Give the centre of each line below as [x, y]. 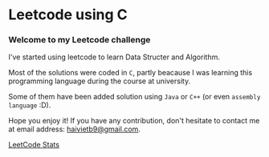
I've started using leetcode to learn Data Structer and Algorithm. [114, 57]
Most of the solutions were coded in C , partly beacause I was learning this [130, 73]
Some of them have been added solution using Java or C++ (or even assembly [134, 97]
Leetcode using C [68, 15]
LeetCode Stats [34, 145]
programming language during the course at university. [100, 81]
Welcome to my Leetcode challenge [79, 40]
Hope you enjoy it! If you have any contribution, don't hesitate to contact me [134, 121]
